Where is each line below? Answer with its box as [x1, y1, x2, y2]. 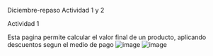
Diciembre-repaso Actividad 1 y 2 [7, 6, 105, 14]
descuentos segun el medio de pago [7, 41, 115, 48]
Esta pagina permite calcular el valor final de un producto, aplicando [7, 33, 207, 41]
